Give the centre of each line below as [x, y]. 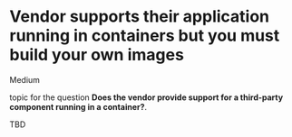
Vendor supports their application [140, 17]
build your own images [97, 55]
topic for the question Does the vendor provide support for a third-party [146, 97]
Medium [25, 79]
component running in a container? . [78, 106]
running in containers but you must [145, 36]
